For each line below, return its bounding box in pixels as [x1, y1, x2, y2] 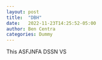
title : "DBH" [6, 15, 42, 21]
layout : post [6, 8, 39, 15]
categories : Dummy [6, 32, 53, 38]
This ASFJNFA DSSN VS [6, 48, 67, 55]
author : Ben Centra [6, 25, 56, 32]
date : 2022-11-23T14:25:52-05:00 [6, 20, 97, 26]
